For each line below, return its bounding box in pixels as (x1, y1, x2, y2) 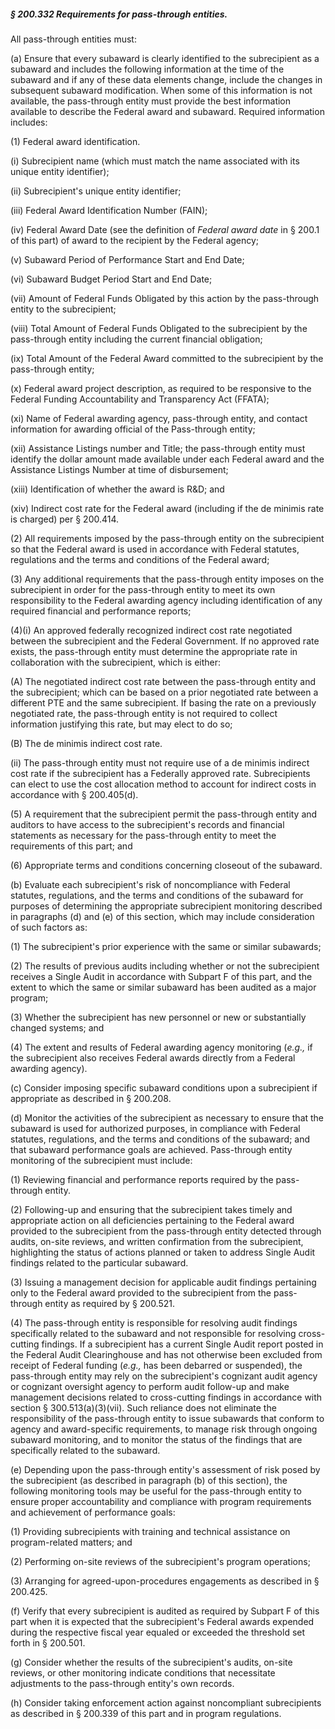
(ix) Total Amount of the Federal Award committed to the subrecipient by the (10, 352, 324, 364)
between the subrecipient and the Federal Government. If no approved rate (10, 635, 320, 647)
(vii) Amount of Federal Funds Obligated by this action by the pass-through (10, 292, 320, 304)
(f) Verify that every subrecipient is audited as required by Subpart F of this (10, 1605, 320, 1617)
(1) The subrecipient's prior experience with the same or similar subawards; (10, 940, 322, 952)
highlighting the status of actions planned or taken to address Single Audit (10, 1246, 316, 1258)
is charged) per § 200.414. (10, 513, 120, 525)
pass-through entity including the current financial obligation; (10, 333, 263, 345)
